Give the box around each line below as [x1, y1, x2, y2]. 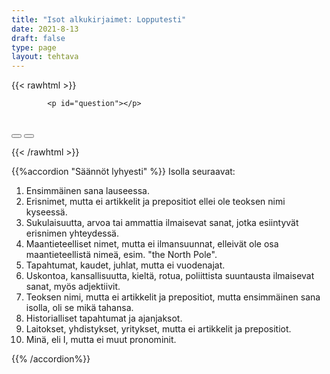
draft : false [11, 33, 66, 43]
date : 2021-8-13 [11, 24, 79, 34]
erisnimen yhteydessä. [25, 227, 119, 240]
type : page [11, 42, 57, 53]
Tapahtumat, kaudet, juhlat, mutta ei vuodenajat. [25, 259, 226, 271]
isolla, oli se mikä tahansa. [25, 302, 134, 314]
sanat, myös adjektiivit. [25, 281, 121, 293]
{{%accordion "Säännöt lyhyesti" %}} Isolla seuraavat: [11, 166, 236, 178]
